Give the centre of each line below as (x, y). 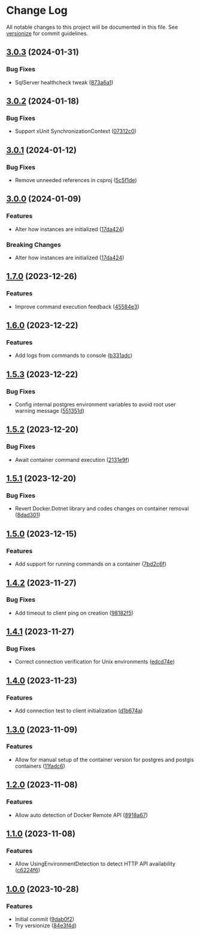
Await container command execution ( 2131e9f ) (72, 459)
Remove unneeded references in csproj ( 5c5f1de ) (76, 180)
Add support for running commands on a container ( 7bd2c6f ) (90, 564)
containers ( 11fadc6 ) (40, 766)
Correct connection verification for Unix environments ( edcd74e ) (95, 662)
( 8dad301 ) (28, 515)
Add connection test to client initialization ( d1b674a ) (79, 711)
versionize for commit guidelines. (47, 33)
